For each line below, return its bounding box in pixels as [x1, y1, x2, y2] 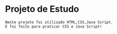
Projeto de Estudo [5, 3, 80, 15]
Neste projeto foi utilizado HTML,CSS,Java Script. [5, 20, 113, 25]
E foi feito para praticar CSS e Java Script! [5, 24, 102, 29]
